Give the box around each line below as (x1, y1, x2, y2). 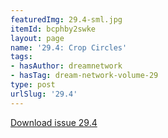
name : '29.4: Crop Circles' (10, 42, 128, 53)
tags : (10, 52, 33, 62)
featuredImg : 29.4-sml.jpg (10, 14, 123, 25)
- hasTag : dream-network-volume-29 (10, 71, 159, 81)
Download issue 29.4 (10, 116, 98, 128)
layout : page (10, 33, 65, 43)
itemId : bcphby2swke (10, 24, 97, 34)
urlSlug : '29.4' (10, 89, 78, 99)
